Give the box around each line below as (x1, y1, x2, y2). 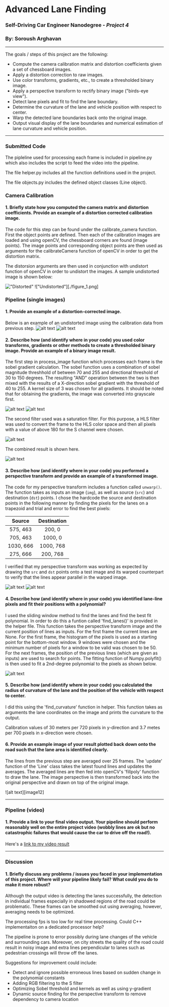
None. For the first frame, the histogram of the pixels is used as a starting (5, 634, 157, 640)
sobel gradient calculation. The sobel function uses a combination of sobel (5, 364, 160, 370)
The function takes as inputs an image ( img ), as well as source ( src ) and (5, 489, 154, 495)
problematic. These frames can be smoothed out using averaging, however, (5, 903, 162, 910)
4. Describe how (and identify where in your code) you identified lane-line (5, 595, 162, 601)
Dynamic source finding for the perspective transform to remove (12, 991, 146, 997)
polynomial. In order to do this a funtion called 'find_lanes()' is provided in (5, 618, 158, 624)
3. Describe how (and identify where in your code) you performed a (5, 467, 149, 473)
